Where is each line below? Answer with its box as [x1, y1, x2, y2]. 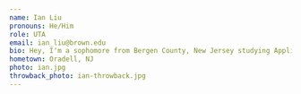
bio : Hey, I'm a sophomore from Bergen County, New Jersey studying [9, 47, 271, 56]
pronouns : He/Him [9, 21, 74, 30]
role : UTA [9, 30, 47, 38]
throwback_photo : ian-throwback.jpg [9, 72, 146, 81]
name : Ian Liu [9, 13, 63, 22]
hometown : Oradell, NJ [9, 55, 94, 64]
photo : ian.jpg [9, 64, 66, 73]
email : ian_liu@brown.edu [9, 38, 106, 47]
